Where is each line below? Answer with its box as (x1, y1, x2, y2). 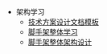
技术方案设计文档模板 (27, 17, 99, 27)
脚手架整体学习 (27, 27, 78, 36)
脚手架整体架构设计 (27, 37, 93, 47)
